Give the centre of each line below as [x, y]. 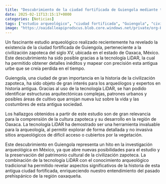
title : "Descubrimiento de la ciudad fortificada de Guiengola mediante [82, 10]
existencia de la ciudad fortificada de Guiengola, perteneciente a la [73, 47]
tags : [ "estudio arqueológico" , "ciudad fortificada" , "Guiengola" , [77, 23]
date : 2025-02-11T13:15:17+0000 [38, 14]
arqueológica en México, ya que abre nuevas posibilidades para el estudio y [83, 150]
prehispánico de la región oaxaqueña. [44, 176]
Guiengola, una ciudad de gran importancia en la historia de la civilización [80, 78]
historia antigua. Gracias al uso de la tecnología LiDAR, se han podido [76, 89]
